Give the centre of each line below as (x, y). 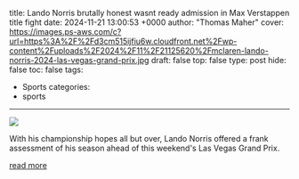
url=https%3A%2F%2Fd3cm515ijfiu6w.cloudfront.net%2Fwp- (123, 41)
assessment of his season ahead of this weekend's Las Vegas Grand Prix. (145, 148)
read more (28, 165)
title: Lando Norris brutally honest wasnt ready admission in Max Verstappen (149, 13)
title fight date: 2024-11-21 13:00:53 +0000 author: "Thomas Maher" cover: (147, 22)
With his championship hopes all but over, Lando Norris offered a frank (139, 138)
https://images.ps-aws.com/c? (65, 32)
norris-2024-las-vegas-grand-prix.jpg (79, 60)
